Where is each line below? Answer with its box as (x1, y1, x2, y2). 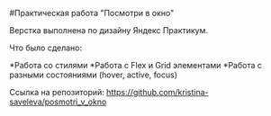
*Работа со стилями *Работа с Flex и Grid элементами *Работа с (9, 60, 263, 70)
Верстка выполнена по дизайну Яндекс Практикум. (9, 25, 209, 35)
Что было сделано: (9, 42, 83, 53)
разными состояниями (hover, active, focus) (9, 69, 178, 80)
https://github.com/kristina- (106, 87, 209, 97)
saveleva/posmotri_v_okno (9, 96, 107, 107)
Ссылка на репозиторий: (9, 87, 105, 97)
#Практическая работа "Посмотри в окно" (9, 8, 175, 18)
